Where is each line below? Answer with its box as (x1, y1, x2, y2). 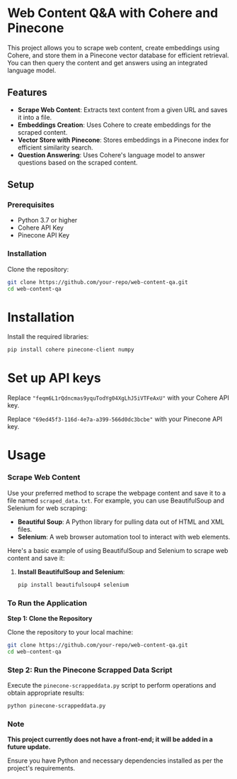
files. (17, 525, 33, 533)
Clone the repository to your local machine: (7, 627, 134, 636)
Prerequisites (7, 200, 54, 210)
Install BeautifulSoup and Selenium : (17, 567, 125, 576)
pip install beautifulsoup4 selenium (17, 581, 129, 588)
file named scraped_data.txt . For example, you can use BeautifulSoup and (7, 496, 225, 505)
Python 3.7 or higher (17, 216, 78, 225)
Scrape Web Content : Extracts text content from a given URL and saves (17, 105, 228, 114)
